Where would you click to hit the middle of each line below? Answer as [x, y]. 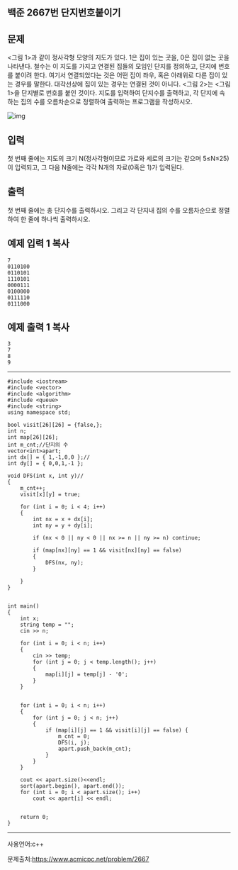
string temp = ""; [47, 625]
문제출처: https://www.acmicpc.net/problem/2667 [78, 859]
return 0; [35, 818]
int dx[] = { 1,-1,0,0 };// [49, 457]
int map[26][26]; [33, 437]
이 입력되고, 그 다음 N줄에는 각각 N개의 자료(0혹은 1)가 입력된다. [96, 167]
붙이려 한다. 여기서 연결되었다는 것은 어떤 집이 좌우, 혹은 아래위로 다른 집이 [118, 75]
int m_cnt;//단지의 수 [38, 445]
